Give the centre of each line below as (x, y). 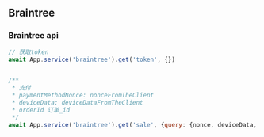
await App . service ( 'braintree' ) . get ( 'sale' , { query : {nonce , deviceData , (133, 125)
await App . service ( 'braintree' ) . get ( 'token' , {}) (92, 59)
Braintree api (34, 36)
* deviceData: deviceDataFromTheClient (78, 103)
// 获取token (29, 52)
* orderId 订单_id (41, 110)
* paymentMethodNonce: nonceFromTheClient (83, 95)
